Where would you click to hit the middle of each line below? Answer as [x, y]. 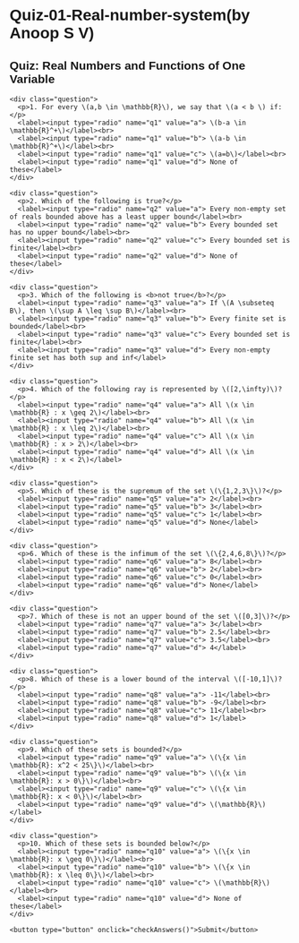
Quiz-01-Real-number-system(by [130, 16]
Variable [32, 79]
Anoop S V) [52, 34]
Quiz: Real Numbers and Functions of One [128, 65]
